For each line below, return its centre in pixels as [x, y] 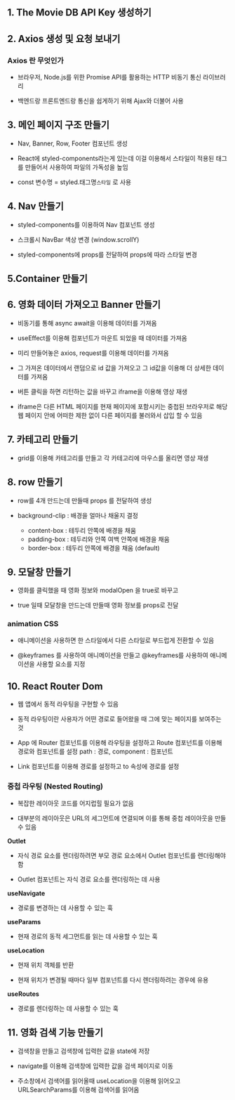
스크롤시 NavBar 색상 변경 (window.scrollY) [78, 239]
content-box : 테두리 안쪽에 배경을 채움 [82, 530]
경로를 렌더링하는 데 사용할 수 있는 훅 [68, 1008]
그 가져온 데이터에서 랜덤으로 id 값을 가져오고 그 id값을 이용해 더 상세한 [114, 368]
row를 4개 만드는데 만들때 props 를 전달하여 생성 [85, 500]
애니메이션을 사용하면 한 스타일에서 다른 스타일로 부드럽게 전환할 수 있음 [116, 640]
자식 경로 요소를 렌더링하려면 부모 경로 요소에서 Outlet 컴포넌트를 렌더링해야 [122, 855]
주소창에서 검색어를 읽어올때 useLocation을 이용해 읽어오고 [99, 1080]
